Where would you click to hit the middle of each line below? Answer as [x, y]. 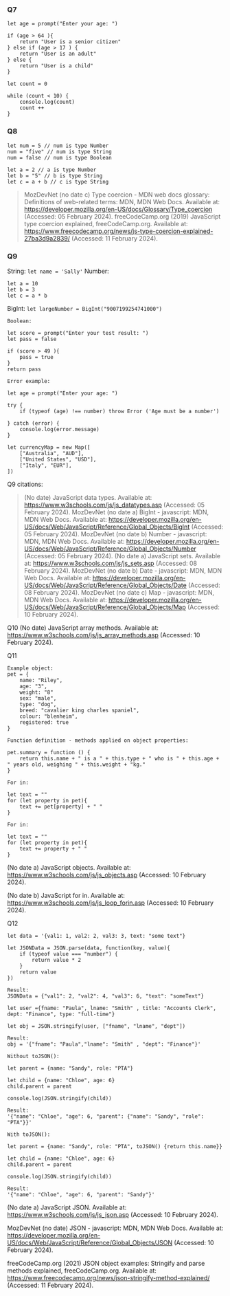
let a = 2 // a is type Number [52, 170]
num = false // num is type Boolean [59, 157]
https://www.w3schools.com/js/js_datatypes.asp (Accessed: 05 [114, 505]
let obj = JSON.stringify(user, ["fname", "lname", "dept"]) [96, 1026]
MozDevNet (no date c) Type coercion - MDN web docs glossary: [117, 195]
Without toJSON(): [33, 1056]
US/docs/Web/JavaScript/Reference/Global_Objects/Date [105, 585]
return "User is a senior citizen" [70, 42]
